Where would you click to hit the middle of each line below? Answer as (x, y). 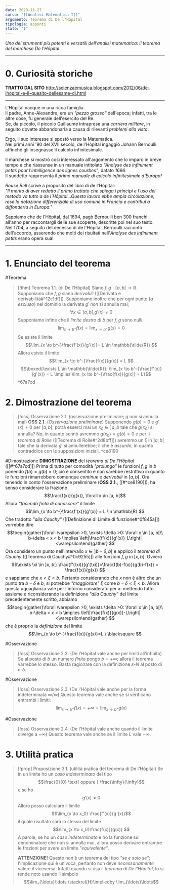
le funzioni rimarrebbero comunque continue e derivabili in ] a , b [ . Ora (77, 477)
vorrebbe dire (19, 525)
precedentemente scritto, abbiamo (41, 599)
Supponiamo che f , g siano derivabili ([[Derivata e (69, 293)
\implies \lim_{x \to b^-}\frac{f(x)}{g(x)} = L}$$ (102, 374)
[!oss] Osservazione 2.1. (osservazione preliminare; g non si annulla (88, 416)
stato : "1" (17, 29)
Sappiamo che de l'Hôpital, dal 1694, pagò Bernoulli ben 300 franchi (76, 217)
